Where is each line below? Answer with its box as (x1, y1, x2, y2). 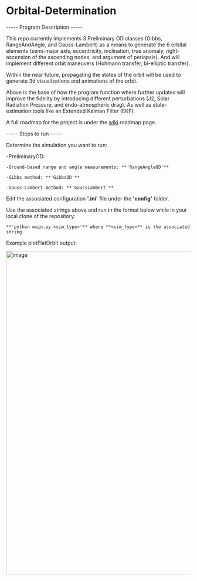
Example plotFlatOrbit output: (6, 239, 77, 246)
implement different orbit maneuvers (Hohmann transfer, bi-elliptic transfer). (6, 60, 191, 67)
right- (166, 47, 180, 54)
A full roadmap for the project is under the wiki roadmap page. (6, 118, 157, 125)
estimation (6, 107, 32, 114)
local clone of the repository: (6, 212, 76, 219)
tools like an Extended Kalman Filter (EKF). (32, 107, 135, 114)
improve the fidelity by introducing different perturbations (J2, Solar (6, 95, 170, 102)
